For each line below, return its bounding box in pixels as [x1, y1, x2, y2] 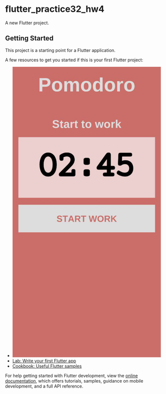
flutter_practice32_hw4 [5, 3, 105, 15]
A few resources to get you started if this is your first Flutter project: [5, 57, 143, 63]
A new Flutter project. [5, 20, 49, 26]
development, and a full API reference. [5, 383, 83, 389]
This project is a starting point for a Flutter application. [5, 47, 116, 53]
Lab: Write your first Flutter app [12, 357, 77, 364]
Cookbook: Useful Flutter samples [12, 363, 82, 369]
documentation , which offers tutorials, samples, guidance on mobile [5, 378, 143, 384]
